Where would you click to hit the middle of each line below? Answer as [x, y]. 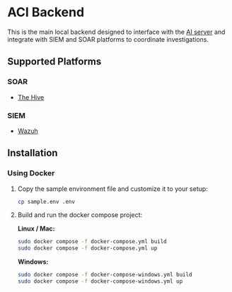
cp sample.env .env [46, 202]
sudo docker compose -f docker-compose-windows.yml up [100, 281]
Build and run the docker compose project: [80, 215]
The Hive [31, 97]
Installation [33, 153]
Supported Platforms [54, 62]
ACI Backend [46, 12]
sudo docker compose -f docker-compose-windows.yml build [105, 275]
